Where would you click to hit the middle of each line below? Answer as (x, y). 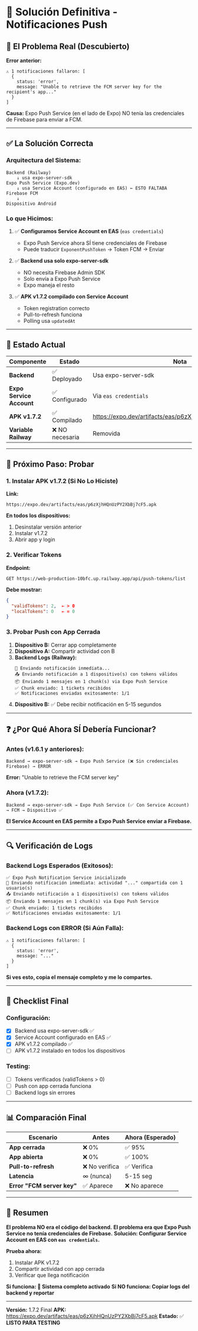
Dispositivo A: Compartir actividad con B (65, 651)
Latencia (22, 1176)
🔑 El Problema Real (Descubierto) (68, 46)
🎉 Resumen (27, 1213)
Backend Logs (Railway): (46, 657)
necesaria (66, 437)
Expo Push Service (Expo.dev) (43, 183)
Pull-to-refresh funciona (53, 314)
